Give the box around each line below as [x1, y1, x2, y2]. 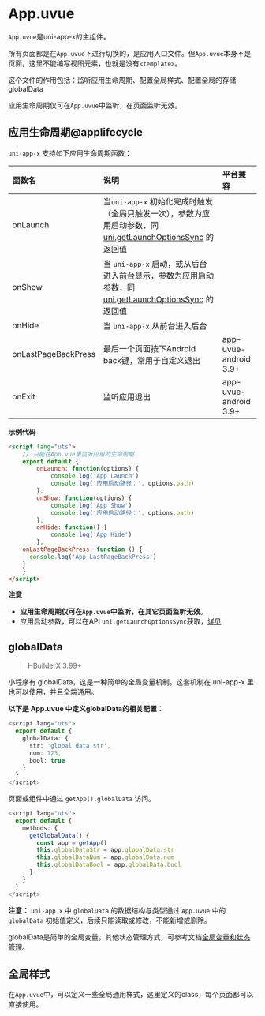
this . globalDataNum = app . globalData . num [36, 853, 175, 861]
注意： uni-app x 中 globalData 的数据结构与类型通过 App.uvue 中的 [8, 905, 226, 915]
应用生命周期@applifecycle [8, 126, 144, 139]
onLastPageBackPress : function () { [22, 545, 144, 553]
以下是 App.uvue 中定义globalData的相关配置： [8, 704, 164, 714]
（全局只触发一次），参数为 [103, 208, 203, 219]
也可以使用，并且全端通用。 [8, 688, 99, 697]
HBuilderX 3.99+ [27, 661, 82, 671]
